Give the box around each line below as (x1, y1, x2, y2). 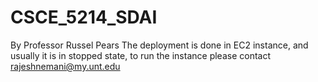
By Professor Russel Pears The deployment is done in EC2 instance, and (10, 39, 309, 51)
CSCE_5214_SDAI (10, 6, 158, 29)
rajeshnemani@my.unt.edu (10, 60, 121, 72)
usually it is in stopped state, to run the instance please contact (10, 49, 271, 61)
